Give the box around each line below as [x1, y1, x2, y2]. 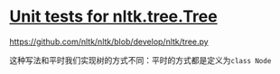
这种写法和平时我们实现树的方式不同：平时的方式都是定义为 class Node [9, 54, 272, 65]
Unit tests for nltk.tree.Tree [9, 6, 219, 27]
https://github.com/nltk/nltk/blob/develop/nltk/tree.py [9, 36, 210, 47]
